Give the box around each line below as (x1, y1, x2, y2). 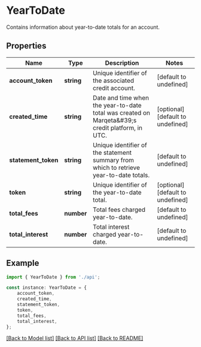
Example (6, 258, 39, 268)
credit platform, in (92, 124, 142, 132)
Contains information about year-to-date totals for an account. (6, 23, 160, 31)
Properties (6, 41, 47, 51)
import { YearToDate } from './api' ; (6, 274, 100, 280)
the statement (92, 148, 132, 157)
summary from (92, 155, 135, 164)
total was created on (92, 109, 151, 117)
